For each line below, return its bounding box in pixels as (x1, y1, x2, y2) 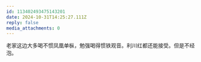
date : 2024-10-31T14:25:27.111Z (6, 14, 87, 20)
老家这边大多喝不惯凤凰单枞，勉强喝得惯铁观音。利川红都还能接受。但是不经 (6, 42, 195, 49)
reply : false (6, 19, 39, 25)
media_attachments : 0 (6, 25, 60, 31)
